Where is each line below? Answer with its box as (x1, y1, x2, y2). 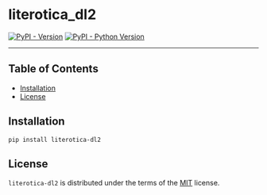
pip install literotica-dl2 (8, 136, 102, 143)
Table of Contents (8, 62, 99, 76)
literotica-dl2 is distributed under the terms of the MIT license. (8, 178, 220, 188)
